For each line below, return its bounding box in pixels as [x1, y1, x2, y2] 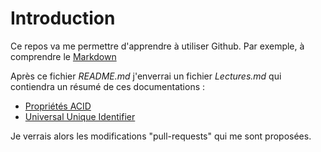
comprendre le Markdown [10, 50, 117, 62]
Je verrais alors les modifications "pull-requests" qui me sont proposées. [10, 130, 312, 142]
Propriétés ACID [24, 100, 92, 112]
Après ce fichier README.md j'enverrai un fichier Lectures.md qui [10, 70, 282, 82]
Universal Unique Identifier [24, 110, 136, 122]
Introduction [10, 7, 116, 30]
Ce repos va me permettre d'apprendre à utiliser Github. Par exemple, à [10, 40, 305, 52]
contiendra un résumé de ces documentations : [10, 80, 206, 92]
